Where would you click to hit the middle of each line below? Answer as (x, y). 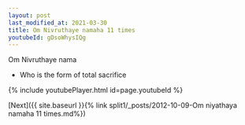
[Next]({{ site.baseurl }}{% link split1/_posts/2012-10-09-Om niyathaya (123, 105)
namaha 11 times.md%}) (47, 114)
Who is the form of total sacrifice (73, 75)
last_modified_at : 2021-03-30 (58, 23)
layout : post (30, 15)
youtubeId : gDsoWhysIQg (47, 37)
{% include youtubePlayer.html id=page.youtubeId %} (96, 90)
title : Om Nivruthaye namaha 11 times (72, 30)
